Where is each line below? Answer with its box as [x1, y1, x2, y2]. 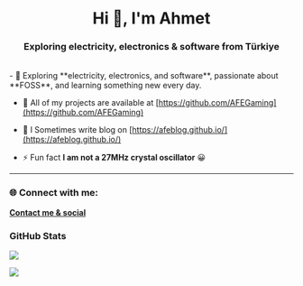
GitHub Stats [9, 229, 67, 242]
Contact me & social [9, 207, 87, 217]
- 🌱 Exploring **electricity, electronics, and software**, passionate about [9, 70, 279, 81]
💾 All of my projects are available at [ [22, 97, 160, 108]
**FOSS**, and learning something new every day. [9, 80, 202, 91]
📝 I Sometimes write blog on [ [22, 125, 133, 135]
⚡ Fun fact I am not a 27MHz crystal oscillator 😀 [22, 152, 206, 163]
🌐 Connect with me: [9, 187, 99, 199]
